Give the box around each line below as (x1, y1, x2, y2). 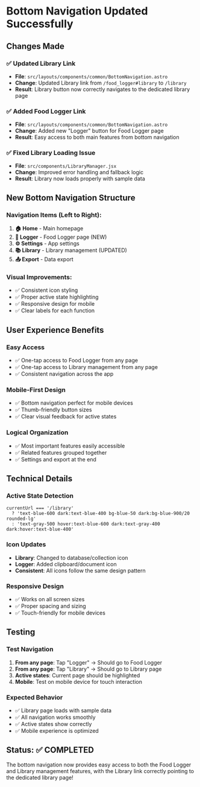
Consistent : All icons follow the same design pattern (14, 567, 146, 574)
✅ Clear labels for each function (14, 307, 95, 314)
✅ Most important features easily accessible (14, 442, 125, 449)
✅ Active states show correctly (14, 721, 92, 727)
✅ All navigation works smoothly (14, 713, 96, 721)
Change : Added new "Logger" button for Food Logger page (14, 127, 164, 134)
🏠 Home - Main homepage (14, 225, 84, 232)
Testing (6, 627, 36, 637)
